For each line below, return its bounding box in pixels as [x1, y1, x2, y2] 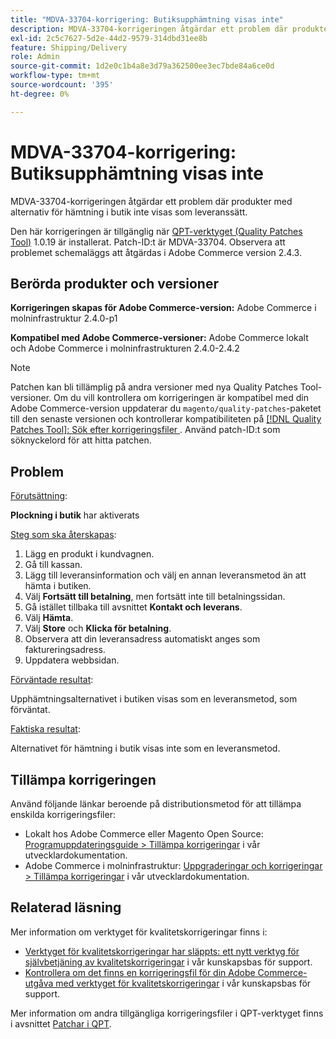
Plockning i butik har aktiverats [10, 509, 140, 521]
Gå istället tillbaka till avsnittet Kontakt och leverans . [24, 601, 243, 613]
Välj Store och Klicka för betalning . [24, 622, 172, 635]
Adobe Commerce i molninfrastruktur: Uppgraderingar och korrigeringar [24, 860, 323, 871]
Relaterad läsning [10, 899, 122, 916]
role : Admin [10, 52, 60, 62]
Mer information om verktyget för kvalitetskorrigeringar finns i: [10, 926, 268, 938]
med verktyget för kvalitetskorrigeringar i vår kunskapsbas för [55, 977, 312, 989]
